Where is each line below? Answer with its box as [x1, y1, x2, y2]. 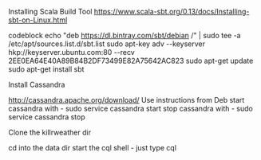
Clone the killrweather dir [8, 127, 92, 137]
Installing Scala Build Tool [8, 7, 93, 16]
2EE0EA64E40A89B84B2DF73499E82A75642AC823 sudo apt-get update [8, 56, 254, 65]
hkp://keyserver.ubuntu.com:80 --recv [8, 48, 136, 57]
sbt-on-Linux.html [8, 15, 68, 25]
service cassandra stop [8, 112, 85, 122]
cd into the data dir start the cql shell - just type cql [8, 143, 177, 152]
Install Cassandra [8, 80, 65, 89]
